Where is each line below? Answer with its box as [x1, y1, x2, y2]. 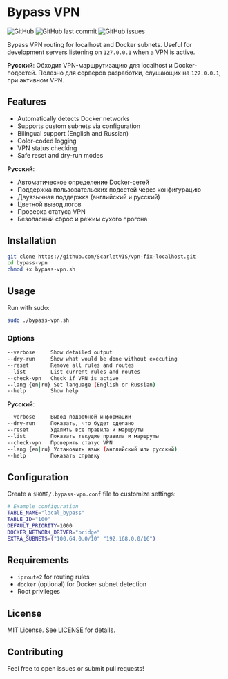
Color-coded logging [17, 136, 77, 145]
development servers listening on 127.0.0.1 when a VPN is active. [7, 48, 196, 56]
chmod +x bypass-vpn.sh [7, 266, 76, 273]
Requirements [7, 554, 69, 566]
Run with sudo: [7, 304, 50, 311]
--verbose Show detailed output [7, 349, 113, 356]
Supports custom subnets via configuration [17, 122, 140, 130]
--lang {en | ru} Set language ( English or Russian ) [7, 381, 156, 388]
